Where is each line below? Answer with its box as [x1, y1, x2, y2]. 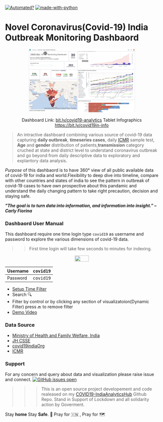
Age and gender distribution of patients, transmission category [17, 142, 145, 148]
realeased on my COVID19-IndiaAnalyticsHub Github [41, 391, 147, 397]
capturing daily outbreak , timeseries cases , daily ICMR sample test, [17, 137, 155, 143]
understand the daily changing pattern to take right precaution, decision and [5, 188, 158, 194]
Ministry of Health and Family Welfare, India [12, 333, 100, 338]
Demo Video [12, 309, 37, 315]
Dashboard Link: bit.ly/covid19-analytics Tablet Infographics [21, 117, 142, 123]
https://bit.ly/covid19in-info [54, 122, 109, 128]
